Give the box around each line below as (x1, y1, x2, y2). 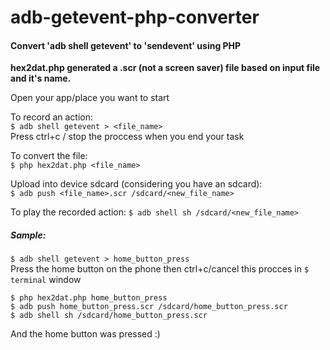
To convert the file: (10, 150, 88, 162)
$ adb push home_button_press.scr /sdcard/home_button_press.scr (10, 302, 288, 312)
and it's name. (10, 72, 72, 85)
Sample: (10, 229, 47, 241)
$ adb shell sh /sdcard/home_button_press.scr (10, 311, 208, 321)
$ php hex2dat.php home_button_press (10, 293, 168, 303)
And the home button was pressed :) (10, 328, 161, 340)
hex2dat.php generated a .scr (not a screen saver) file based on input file (10, 62, 321, 74)
